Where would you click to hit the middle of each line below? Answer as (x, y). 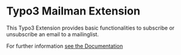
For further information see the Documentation (65, 46)
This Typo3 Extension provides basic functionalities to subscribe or (90, 28)
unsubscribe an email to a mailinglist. (53, 34)
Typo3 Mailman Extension (73, 11)
